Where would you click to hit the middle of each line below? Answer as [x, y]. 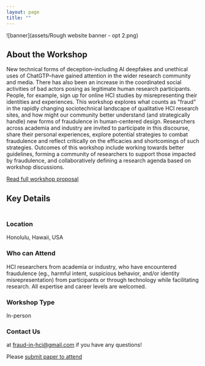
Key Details [28, 198]
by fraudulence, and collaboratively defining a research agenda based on [99, 161]
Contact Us [24, 331]
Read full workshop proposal [43, 179]
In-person [19, 316]
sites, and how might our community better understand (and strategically [99, 115]
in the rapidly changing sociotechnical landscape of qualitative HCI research [102, 109]
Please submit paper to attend [44, 357]
